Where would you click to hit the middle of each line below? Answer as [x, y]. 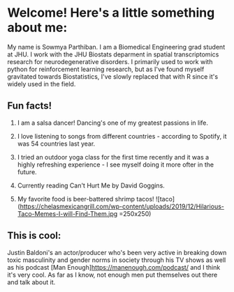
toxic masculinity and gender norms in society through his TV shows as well [117, 260]
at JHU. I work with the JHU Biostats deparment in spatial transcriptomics [113, 54]
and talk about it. [31, 282]
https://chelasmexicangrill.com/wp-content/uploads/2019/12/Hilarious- [122, 206]
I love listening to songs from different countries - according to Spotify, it [122, 136]
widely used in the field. [42, 84]
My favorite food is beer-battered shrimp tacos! [86, 199]
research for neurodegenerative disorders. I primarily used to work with [110, 61]
